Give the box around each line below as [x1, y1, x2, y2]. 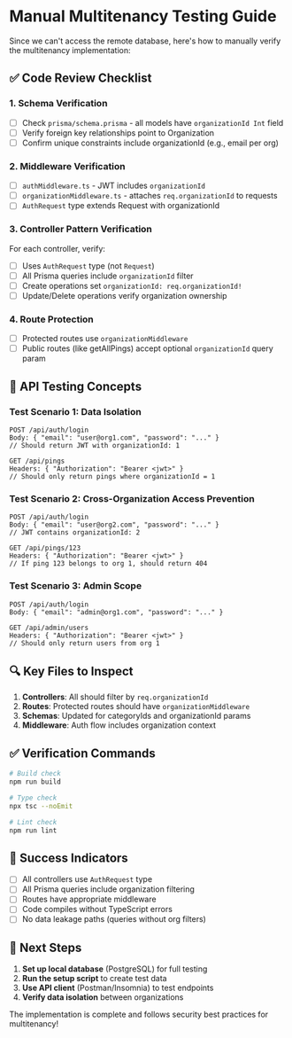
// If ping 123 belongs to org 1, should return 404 [9, 559, 208, 568]
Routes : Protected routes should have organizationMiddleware [21, 701, 250, 712]
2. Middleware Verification [9, 160, 126, 172]
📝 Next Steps [9, 940, 82, 955]
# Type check [9, 793, 58, 802]
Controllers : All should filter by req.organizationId [21, 691, 209, 702]
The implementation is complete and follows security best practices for [9, 1009, 269, 1020]
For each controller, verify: [9, 243, 106, 254]
